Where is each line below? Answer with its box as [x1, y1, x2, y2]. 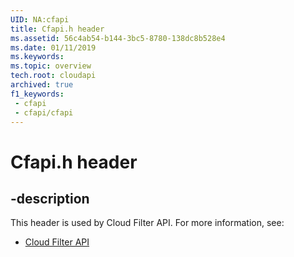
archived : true [10, 80, 74, 90]
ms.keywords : [10, 52, 65, 62]
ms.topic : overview [10, 61, 92, 71]
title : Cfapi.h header [10, 24, 105, 34]
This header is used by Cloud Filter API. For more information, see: [10, 217, 285, 229]
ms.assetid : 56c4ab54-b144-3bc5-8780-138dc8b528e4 [10, 33, 226, 43]
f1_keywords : [10, 89, 65, 99]
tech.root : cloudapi [10, 71, 97, 81]
